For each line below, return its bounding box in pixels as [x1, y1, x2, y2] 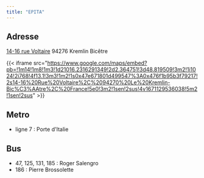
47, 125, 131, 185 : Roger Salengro [15, 160, 99, 167]
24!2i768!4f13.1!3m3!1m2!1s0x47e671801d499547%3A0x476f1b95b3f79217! [6, 73, 198, 80]
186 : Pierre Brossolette [15, 166, 74, 174]
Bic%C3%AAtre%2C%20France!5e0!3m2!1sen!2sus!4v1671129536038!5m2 [6, 85, 198, 93]
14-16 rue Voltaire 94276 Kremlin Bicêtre [6, 48, 108, 55]
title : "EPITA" [6, 9, 45, 15]
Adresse [6, 32, 40, 42]
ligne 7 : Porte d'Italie [15, 126, 69, 133]
